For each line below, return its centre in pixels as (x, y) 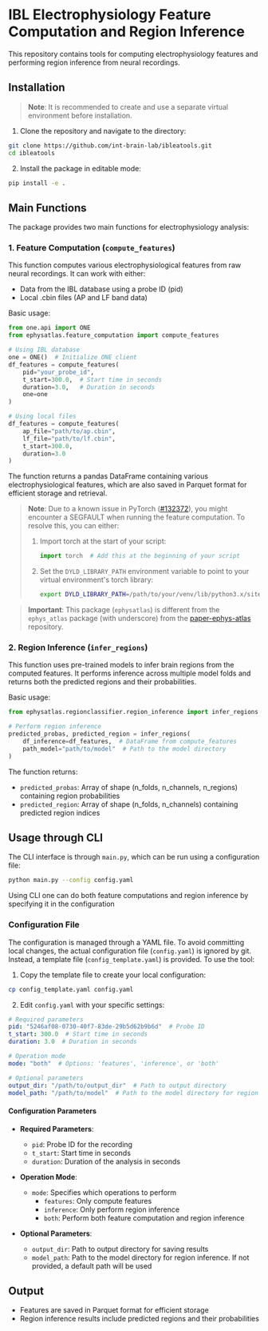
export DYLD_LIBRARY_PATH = (85, 595)
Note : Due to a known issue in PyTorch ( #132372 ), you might (128, 509)
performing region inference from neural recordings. (95, 62)
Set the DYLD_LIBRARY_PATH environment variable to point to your (144, 571)
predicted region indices (60, 812)
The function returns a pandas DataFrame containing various (108, 476)
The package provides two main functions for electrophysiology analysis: (129, 227)
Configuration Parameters (53, 1111)
